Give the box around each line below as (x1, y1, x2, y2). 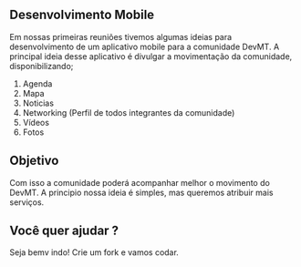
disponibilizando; (9, 60, 74, 71)
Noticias (22, 98, 55, 108)
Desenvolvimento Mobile (9, 7, 155, 23)
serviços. (9, 196, 45, 208)
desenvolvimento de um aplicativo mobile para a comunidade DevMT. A (9, 41, 280, 52)
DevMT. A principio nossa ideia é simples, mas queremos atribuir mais (9, 187, 274, 198)
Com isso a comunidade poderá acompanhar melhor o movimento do (9, 177, 271, 188)
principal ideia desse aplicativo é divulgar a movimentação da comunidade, (9, 50, 293, 62)
